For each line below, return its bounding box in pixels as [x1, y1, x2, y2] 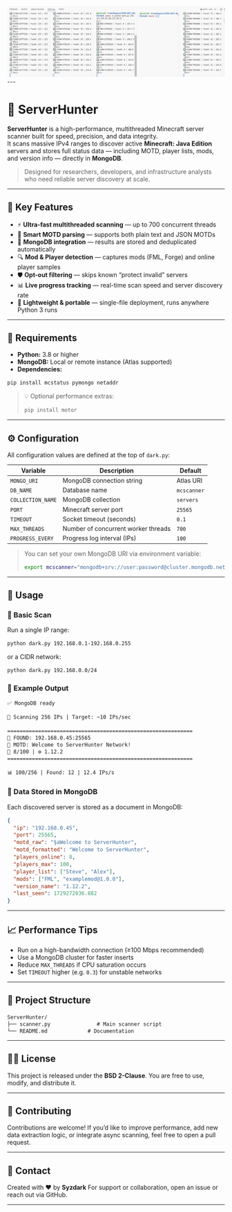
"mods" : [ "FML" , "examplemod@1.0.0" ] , [13, 875, 126, 882]
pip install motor [23, 407, 77, 414]
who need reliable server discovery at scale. [23, 175, 151, 183]
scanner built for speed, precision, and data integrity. [7, 132, 158, 140]
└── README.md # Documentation [7, 1028, 135, 1035]
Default [179, 466, 202, 475]
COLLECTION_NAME [10, 497, 57, 504]
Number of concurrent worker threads [62, 525, 171, 533]
